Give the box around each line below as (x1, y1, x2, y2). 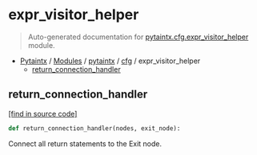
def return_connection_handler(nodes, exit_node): (8, 124, 181, 133)
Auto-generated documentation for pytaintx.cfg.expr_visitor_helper (27, 32, 249, 42)
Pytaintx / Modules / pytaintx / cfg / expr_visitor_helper (19, 56, 201, 66)
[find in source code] (8, 109, 78, 118)
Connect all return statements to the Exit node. (8, 138, 163, 149)
